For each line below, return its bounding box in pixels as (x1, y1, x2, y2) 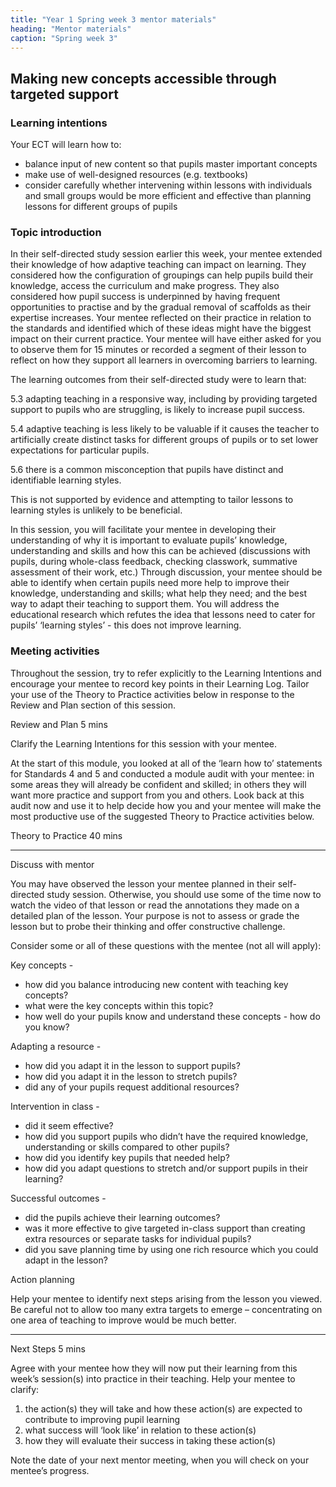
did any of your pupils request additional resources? (24, 1081, 240, 1093)
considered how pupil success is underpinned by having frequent (10, 291, 281, 303)
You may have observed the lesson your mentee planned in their (10, 877, 276, 890)
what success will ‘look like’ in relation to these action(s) (24, 1424, 257, 1436)
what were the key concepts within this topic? (24, 999, 214, 1011)
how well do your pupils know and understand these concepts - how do (24, 1010, 321, 1022)
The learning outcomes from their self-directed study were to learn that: (10, 374, 307, 386)
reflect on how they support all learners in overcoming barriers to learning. (10, 354, 318, 366)
